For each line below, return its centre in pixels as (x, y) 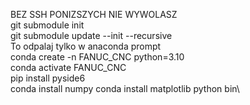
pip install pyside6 (48, 78)
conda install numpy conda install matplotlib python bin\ (125, 88)
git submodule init (47, 25)
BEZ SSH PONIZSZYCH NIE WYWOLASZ (94, 14)
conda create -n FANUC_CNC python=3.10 (97, 57)
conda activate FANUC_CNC (68, 67)
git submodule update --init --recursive (91, 35)
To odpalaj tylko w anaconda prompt (86, 46)
